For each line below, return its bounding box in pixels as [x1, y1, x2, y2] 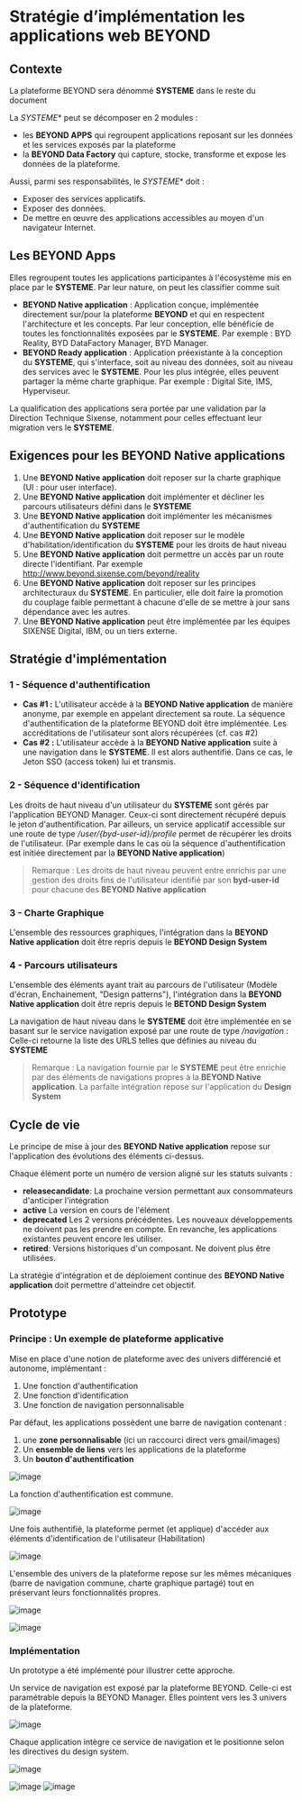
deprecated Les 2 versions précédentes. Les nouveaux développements [22, 1214, 293, 1225]
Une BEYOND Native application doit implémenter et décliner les [22, 491, 265, 502]
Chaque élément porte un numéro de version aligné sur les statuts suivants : [9, 1168, 293, 1179]
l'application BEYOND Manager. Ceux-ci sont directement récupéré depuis [9, 809, 287, 819]
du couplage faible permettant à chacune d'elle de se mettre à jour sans [22, 597, 290, 608]
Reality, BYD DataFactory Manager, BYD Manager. [22, 337, 209, 348]
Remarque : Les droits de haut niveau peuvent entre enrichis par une [31, 864, 287, 875]
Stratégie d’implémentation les [9, 6, 245, 27]
